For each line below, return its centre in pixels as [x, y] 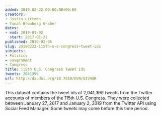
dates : [12, 28]
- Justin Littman [23, 19]
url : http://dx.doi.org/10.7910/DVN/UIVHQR [51, 78]
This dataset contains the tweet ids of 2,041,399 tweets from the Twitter [79, 92]
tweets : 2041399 [22, 74]
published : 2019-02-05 [29, 42]
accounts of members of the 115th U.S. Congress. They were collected [77, 98]
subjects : [15, 51]
